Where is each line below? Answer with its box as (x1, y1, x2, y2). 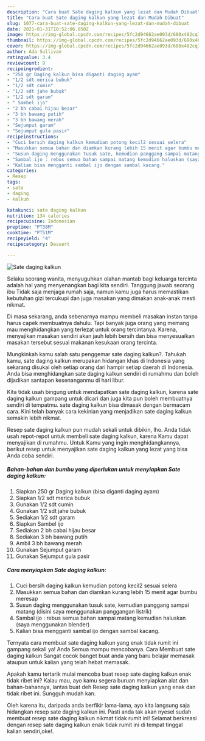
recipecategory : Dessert (7, 241, 70, 247)
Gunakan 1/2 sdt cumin (15, 501, 74, 508)
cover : (7, 43, 24, 49)
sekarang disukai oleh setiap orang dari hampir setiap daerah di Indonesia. (7, 363, 194, 371)
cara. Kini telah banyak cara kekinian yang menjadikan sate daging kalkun (7, 407, 192, 415)
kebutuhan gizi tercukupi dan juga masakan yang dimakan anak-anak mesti (7, 294, 196, 302)
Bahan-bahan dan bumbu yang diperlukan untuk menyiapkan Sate (7, 466, 181, 473)
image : (7, 32, 24, 38)
